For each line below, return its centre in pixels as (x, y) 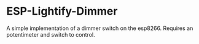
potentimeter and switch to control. (51, 34)
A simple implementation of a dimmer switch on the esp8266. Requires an (100, 28)
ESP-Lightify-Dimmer (62, 11)
